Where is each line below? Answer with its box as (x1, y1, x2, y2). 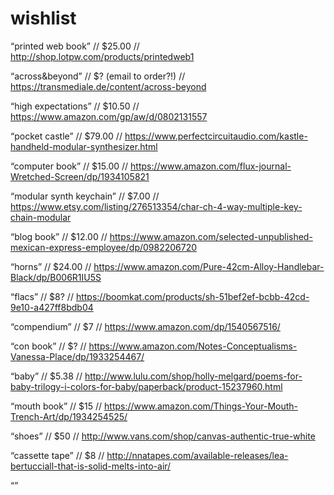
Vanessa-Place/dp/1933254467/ (10, 350, 145, 362)
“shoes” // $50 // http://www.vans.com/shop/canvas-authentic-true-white (10, 430, 316, 442)
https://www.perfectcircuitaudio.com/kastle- (124, 130, 308, 142)
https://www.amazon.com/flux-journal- (130, 160, 292, 172)
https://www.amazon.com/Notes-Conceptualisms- (88, 340, 298, 352)
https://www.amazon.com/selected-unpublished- (109, 230, 313, 242)
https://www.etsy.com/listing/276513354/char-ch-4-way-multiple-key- (10, 200, 303, 212)
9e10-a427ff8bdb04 (10, 301, 94, 313)
